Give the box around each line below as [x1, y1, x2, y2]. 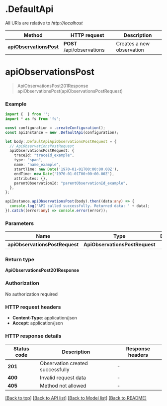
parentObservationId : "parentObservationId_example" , [14, 181, 128, 186]
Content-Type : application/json [12, 314, 77, 320]
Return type [5, 256, 35, 263]
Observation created [39, 360, 88, 367]
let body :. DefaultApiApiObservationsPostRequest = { [5, 139, 117, 144]
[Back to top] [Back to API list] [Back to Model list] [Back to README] [5, 395, 147, 401]
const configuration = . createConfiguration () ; [5, 125, 106, 130]
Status [13, 345, 30, 352]
